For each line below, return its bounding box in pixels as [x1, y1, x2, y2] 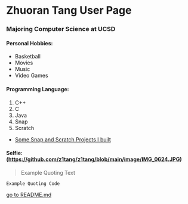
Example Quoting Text [20, 169, 76, 176]
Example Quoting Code [6, 180, 60, 187]
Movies [14, 59, 33, 66]
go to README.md [6, 191, 52, 198]
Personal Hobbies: [6, 39, 53, 47]
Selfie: [6, 150, 23, 157]
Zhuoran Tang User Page [6, 4, 132, 17]
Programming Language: [6, 85, 70, 92]
